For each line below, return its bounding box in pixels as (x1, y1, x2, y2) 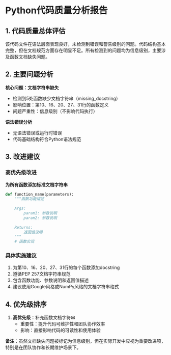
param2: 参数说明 (23, 215, 58, 221)
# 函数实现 (14, 239, 35, 244)
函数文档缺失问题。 (9, 54, 50, 60)
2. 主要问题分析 (5, 70, 53, 79)
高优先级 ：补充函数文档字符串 (12, 314, 75, 321)
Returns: (14, 225, 33, 230)
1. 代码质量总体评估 (5, 26, 66, 35)
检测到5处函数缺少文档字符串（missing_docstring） (12, 95, 121, 101)
